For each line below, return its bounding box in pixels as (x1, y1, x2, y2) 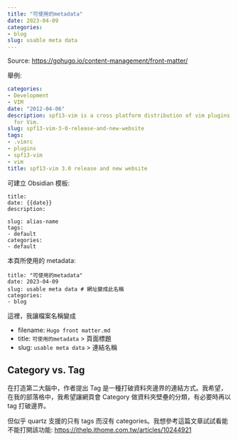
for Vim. (13, 118, 40, 125)
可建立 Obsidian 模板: (7, 179, 70, 187)
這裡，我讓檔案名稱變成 (7, 311, 76, 320)
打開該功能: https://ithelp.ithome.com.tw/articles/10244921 (19, 425, 192, 435)
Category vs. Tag (7, 364, 85, 376)
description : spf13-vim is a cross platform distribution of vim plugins (7, 112, 231, 119)
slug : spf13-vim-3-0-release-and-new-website (7, 125, 144, 133)
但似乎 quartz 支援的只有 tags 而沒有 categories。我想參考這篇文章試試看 (7, 417, 222, 425)
